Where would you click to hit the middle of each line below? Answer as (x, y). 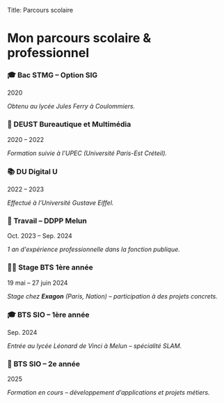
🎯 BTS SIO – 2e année (44, 363)
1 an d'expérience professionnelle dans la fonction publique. (94, 249)
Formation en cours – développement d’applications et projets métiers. (109, 393)
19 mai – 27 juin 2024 (38, 283)
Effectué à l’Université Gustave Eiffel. (61, 203)
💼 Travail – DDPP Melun (47, 221)
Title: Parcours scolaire (40, 10)
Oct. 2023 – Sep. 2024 (40, 236)
